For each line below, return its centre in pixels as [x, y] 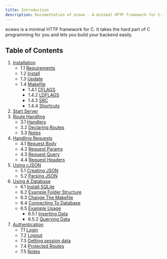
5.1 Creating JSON [39, 171]
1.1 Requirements [38, 68]
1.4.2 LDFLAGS [44, 95]
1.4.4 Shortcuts [44, 106]
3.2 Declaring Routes [42, 127]
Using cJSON [27, 165]
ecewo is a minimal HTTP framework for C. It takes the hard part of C [78, 29]
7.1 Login [29, 230]
